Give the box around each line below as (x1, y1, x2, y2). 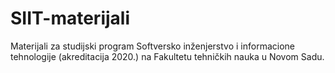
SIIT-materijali (10, 7, 130, 30)
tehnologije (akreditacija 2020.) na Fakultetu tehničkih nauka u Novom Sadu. (10, 50, 325, 62)
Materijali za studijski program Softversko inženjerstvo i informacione (10, 40, 295, 52)
